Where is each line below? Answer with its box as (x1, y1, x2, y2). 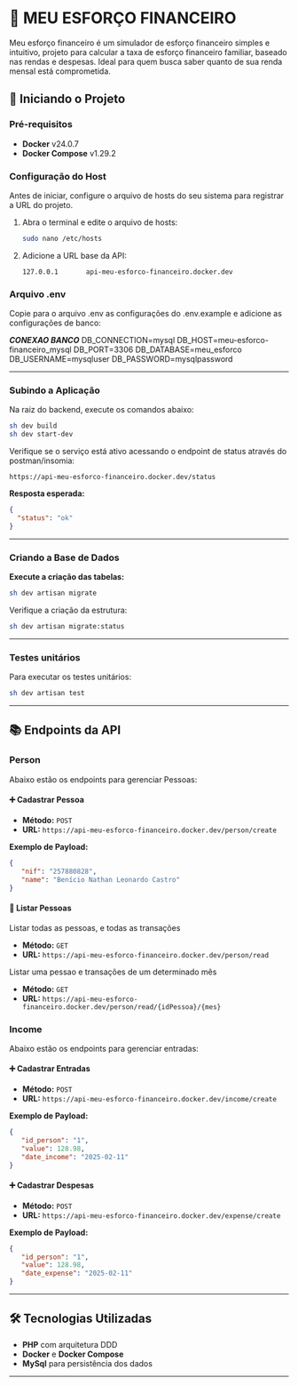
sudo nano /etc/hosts (21, 234, 102, 243)
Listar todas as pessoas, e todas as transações (9, 922, 181, 933)
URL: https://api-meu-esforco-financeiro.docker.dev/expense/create (21, 1209, 281, 1221)
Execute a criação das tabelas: (9, 572, 125, 582)
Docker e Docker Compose (21, 1349, 124, 1359)
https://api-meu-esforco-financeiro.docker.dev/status (9, 473, 216, 482)
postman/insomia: (9, 455, 75, 466)
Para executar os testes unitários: (9, 671, 131, 683)
